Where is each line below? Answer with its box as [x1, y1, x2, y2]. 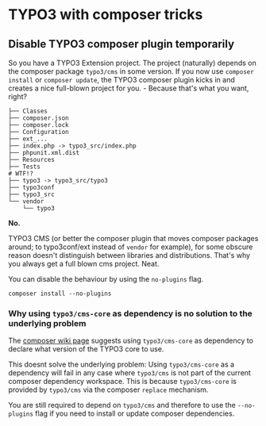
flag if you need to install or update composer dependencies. [35, 409, 235, 418]
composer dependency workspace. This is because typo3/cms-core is [8, 377, 237, 386]
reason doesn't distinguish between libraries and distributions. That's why [8, 251, 251, 259]
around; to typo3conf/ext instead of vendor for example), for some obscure [8, 242, 253, 251]
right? [8, 92, 28, 101]
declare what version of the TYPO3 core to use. [8, 344, 164, 354]
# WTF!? [8, 170, 34, 178]
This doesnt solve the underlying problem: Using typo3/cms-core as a [8, 359, 235, 370]
